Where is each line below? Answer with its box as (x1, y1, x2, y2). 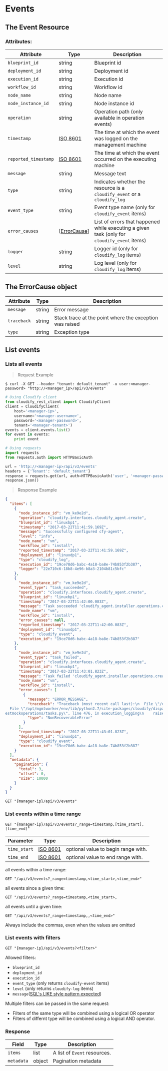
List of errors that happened (94, 218, 160, 225)
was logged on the (94, 135, 138, 142)
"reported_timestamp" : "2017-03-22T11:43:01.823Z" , (18, 729, 128, 734)
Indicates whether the (94, 178, 146, 185)
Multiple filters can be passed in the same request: (5, 1000, 110, 1006)
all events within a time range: (5, 866, 66, 872)
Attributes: (5, 38, 32, 45)
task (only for (94, 231, 126, 238)
